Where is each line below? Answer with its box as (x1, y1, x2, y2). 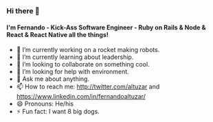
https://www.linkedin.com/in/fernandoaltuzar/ (16, 93, 146, 101)
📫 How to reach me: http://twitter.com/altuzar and (16, 82, 160, 91)
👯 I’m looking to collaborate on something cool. (16, 60, 150, 69)
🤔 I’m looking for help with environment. (16, 68, 130, 76)
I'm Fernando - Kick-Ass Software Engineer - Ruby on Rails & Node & (6, 23, 206, 32)
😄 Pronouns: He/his (16, 99, 74, 108)
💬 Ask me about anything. (16, 75, 90, 83)
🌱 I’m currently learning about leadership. (16, 53, 134, 61)
